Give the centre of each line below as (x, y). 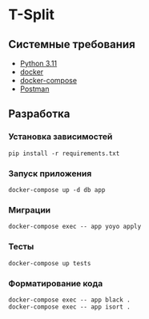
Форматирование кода (56, 283)
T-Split (31, 15)
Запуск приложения (50, 173)
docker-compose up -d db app (57, 189)
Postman (34, 89)
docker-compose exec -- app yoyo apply (75, 227)
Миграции (30, 209)
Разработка (39, 114)
